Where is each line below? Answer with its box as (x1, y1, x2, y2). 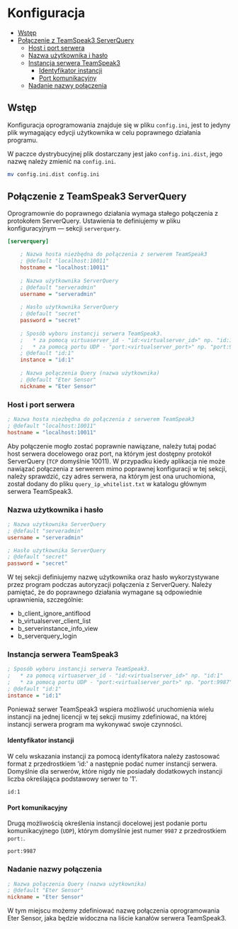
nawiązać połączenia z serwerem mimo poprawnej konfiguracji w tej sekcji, (7, 464, 227, 473)
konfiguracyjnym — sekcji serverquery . (7, 224, 122, 233)
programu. (7, 136, 38, 144)
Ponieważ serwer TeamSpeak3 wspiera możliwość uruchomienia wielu (7, 705, 215, 713)
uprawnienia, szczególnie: (7, 595, 84, 604)
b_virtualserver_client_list (17, 617, 91, 625)
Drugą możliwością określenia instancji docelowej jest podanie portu (7, 819, 208, 828)
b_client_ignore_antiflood (17, 609, 91, 618)
